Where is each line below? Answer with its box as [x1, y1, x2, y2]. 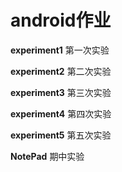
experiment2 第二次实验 [10, 65, 112, 77]
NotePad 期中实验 [10, 150, 85, 162]
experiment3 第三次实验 [10, 86, 112, 98]
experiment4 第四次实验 [10, 107, 112, 120]
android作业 [10, 9, 112, 32]
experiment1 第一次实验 [10, 44, 110, 56]
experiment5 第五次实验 [10, 129, 112, 141]
